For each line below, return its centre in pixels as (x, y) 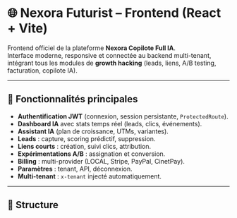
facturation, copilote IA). (42, 70)
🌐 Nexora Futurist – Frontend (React (114, 13)
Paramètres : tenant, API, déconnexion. (75, 169)
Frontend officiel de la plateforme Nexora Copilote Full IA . (92, 48)
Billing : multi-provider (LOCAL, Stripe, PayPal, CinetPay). (101, 161)
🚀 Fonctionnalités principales (73, 99)
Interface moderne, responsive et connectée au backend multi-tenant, (109, 55)
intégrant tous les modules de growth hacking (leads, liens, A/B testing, (112, 63)
